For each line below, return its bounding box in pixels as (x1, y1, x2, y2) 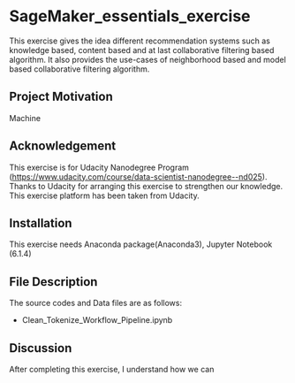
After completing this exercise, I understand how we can (9, 364, 215, 374)
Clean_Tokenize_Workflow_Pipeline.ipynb (21, 315, 173, 326)
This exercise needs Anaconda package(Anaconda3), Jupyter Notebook (9, 239, 273, 249)
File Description (9, 274, 98, 289)
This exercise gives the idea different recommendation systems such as (9, 35, 271, 46)
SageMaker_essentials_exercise (9, 6, 251, 27)
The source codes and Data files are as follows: (9, 298, 183, 309)
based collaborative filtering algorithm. (9, 64, 150, 74)
